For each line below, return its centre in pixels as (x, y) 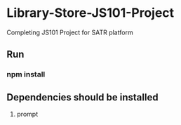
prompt (27, 114)
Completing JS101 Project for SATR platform (70, 32)
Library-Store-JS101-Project (90, 13)
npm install (26, 74)
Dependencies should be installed (82, 97)
